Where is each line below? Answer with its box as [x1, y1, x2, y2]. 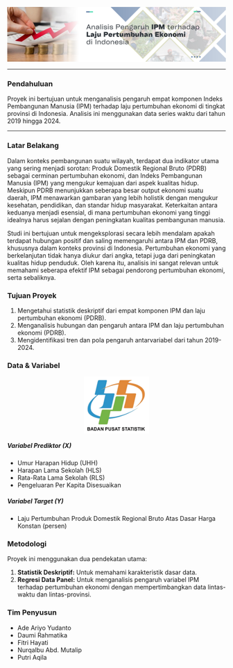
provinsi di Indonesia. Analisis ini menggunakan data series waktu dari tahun [7, 110, 225, 118]
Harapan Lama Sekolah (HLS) [17, 466, 102, 475]
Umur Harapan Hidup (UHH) [17, 459, 98, 467]
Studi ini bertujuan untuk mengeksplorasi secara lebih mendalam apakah [7, 229, 215, 237]
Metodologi [7, 539, 47, 549]
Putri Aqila [17, 653, 47, 661]
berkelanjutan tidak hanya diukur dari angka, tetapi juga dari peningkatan [7, 251, 216, 260]
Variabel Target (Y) [7, 496, 64, 505]
